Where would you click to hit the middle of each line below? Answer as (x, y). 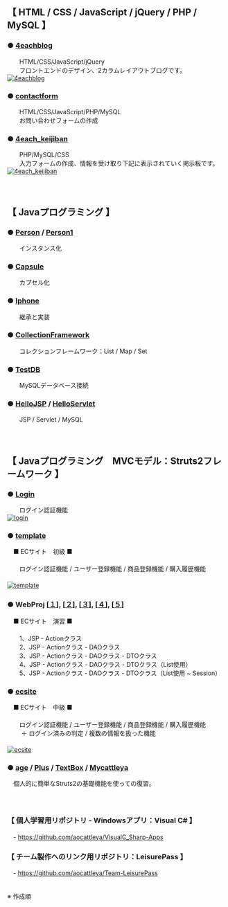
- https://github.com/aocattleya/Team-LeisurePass (85, 873)
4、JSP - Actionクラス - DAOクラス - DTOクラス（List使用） (105, 664)
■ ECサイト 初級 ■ (43, 552)
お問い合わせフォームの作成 (59, 120)
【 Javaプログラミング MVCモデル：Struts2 (105, 461)
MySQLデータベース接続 (54, 386)
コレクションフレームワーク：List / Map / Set (83, 351)
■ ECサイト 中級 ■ (43, 708)
